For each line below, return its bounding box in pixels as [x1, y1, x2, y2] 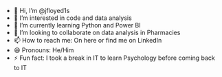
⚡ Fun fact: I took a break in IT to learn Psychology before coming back [13, 54, 215, 62]
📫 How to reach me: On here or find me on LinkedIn [13, 36, 162, 44]
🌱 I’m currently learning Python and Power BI [13, 21, 141, 29]
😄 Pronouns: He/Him [13, 46, 74, 54]
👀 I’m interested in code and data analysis [13, 14, 132, 22]
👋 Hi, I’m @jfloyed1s [13, 7, 70, 14]
